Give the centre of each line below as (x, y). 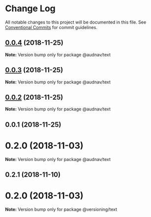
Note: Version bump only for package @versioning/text (61, 210)
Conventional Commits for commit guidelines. (51, 27)
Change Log (30, 9)
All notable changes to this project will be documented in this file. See (76, 22)
